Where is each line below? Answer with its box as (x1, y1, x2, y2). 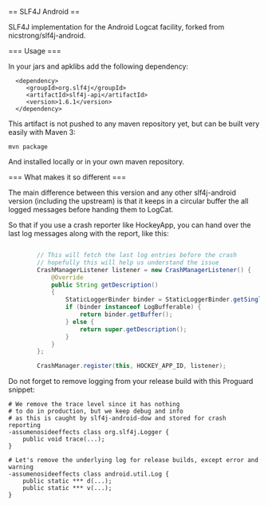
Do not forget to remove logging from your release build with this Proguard (8, 377, 254, 386)
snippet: (8, 385, 35, 394)
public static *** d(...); (22, 477, 112, 485)
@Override (50, 273, 84, 282)
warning (8, 463, 34, 472)
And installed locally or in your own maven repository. (8, 157, 185, 166)
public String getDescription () (50, 281, 159, 289)
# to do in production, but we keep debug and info (8, 407, 183, 416)
